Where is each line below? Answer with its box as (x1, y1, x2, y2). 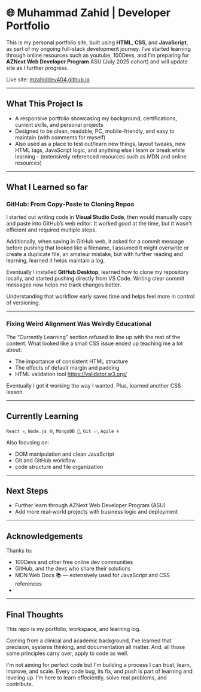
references (14, 580, 42, 587)
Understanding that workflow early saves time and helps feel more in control (6, 293, 195, 300)
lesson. (6, 388, 25, 395)
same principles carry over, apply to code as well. (6, 650, 129, 657)
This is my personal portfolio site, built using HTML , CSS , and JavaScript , (6, 39, 188, 46)
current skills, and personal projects (14, 121, 103, 128)
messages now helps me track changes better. (6, 281, 121, 288)
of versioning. (6, 299, 41, 306)
